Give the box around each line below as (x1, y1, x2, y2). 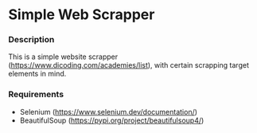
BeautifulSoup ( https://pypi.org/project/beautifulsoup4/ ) (19, 115, 204, 125)
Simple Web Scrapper (8, 6, 155, 24)
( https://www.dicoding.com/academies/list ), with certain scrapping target (8, 61, 249, 70)
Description (8, 34, 55, 45)
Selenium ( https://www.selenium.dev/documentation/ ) (19, 107, 197, 116)
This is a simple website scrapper (8, 52, 119, 61)
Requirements (8, 89, 64, 100)
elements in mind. (8, 69, 67, 79)
